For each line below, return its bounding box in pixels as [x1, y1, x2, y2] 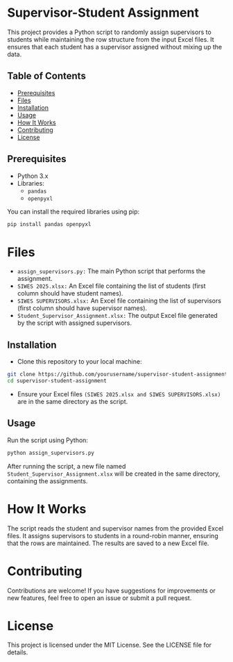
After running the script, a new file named [7, 462, 126, 470]
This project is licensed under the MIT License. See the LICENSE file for [7, 641, 212, 649]
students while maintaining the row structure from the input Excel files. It [7, 35, 214, 43]
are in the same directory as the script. [17, 397, 128, 405]
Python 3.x [17, 172, 49, 180]
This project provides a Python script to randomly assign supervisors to [7, 28, 212, 36]
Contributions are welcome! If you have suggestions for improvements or [7, 586, 216, 595]
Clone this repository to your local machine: [17, 357, 142, 366]
